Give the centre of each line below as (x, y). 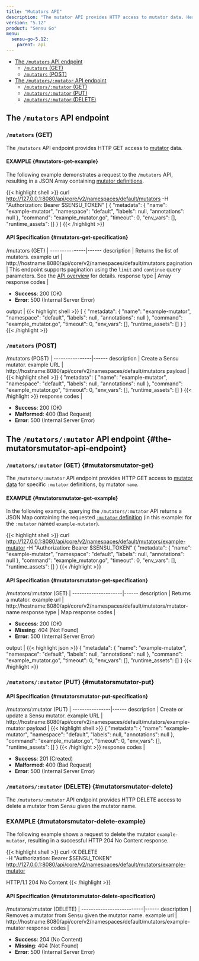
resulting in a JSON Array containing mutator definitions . (75, 181)
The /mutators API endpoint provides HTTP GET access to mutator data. (94, 148)
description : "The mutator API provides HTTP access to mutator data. (95, 17)
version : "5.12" (26, 23)
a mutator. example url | (35, 600)
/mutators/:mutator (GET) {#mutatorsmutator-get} (80, 465)
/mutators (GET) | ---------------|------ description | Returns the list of (92, 250)
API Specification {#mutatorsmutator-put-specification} (77, 696)
